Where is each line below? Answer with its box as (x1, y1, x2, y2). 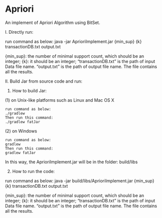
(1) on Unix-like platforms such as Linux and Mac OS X (5, 97, 115, 103)
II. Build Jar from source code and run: (5, 78, 82, 84)
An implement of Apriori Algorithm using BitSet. (5, 20, 101, 25)
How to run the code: (12, 168, 55, 174)
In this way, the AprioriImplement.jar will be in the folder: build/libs (5, 159, 138, 165)
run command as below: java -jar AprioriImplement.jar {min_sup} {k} (5, 38, 142, 44)
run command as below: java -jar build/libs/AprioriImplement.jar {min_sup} (5, 177, 155, 184)
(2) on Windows (5, 128, 38, 134)
